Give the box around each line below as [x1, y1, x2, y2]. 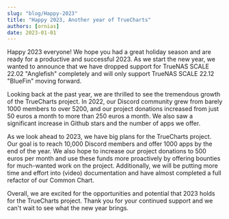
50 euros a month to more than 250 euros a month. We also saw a [7, 112, 193, 120]
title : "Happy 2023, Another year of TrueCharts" [7, 16, 152, 23]
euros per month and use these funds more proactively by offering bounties [7, 155, 221, 163]
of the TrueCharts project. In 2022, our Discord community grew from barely [7, 97, 223, 106]
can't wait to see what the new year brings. [7, 204, 129, 212]
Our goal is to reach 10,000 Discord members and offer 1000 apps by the [7, 140, 213, 148]
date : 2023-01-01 [7, 29, 57, 36]
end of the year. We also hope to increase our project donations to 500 [7, 147, 206, 155]
